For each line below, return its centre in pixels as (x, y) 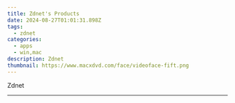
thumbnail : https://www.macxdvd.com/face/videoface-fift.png (98, 65)
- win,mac (28, 53)
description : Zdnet (36, 59)
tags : (15, 26)
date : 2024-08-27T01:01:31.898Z (54, 20)
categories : (24, 40)
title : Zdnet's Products (43, 14)
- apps (23, 46)
